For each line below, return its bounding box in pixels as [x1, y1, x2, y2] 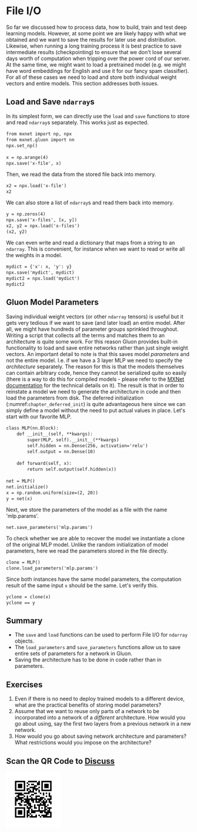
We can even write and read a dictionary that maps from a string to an [6, 239, 175, 246]
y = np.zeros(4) [6, 211, 46, 217]
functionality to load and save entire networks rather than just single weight [6, 344, 189, 351]
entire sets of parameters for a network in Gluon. [14, 650, 133, 657]
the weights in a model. [6, 251, 63, 258]
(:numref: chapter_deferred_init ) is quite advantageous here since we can [6, 400, 186, 407]
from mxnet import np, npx [6, 131, 72, 137]
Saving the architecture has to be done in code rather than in [14, 656, 162, 663]
